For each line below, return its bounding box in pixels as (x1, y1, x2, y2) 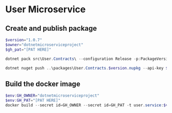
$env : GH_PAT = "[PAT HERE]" (5, 98, 60, 103)
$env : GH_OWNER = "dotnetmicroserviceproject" (5, 93, 100, 98)
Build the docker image (5, 79, 80, 88)
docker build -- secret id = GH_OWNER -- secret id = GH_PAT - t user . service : (5, 102, 164, 108)
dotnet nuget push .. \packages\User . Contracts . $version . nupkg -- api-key (5, 65, 164, 71)
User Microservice (5, 4, 86, 15)
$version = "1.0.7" (5, 37, 42, 42)
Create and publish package (5, 24, 97, 33)
